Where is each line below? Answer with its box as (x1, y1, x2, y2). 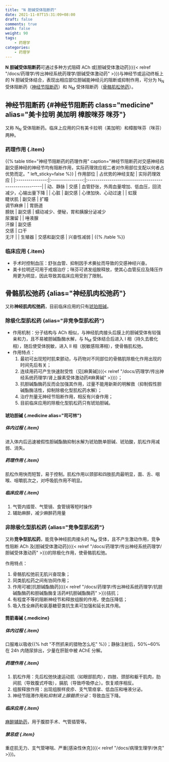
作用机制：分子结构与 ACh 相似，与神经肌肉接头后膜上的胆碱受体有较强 (12, 330, 161, 336)
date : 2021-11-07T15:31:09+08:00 (5, 12, 76, 17)
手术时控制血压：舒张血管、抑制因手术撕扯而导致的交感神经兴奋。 (12, 260, 150, 266)
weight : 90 (5, 31, 28, 36)
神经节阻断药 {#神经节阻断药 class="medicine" (5, 101, 154, 110)
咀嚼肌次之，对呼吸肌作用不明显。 (14, 477, 85, 483)
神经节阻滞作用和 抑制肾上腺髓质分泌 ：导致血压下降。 (12, 692, 124, 699)
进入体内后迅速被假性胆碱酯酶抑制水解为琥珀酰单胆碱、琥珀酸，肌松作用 (5, 439, 155, 445)
